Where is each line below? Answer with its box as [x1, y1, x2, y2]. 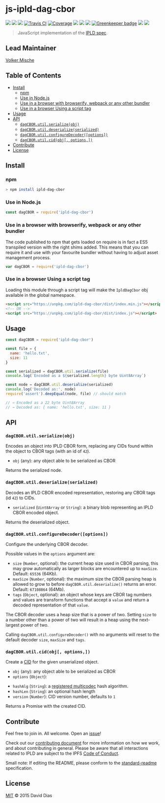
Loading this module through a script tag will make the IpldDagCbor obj [5, 287, 148, 293]
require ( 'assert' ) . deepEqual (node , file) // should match [5, 392, 126, 397]
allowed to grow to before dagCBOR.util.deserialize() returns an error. [12, 581, 157, 587]
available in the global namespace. [5, 292, 75, 298]
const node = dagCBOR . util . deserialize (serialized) [5, 382, 113, 387]
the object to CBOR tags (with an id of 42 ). [5, 448, 90, 454]
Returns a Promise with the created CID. [5, 703, 86, 709]
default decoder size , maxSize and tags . [5, 636, 86, 642]
